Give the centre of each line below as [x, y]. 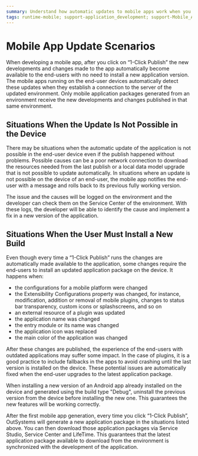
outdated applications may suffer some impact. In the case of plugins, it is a [98, 355]
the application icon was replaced [56, 332]
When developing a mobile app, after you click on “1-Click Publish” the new [98, 62]
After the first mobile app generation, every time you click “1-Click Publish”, [97, 416]
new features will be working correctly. [53, 404]
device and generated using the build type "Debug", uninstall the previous [96, 392]
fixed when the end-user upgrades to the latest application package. [89, 374]
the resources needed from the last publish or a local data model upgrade [95, 167]
